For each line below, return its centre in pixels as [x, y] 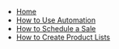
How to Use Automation [55, 20]
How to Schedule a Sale [56, 29]
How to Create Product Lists [63, 37]
